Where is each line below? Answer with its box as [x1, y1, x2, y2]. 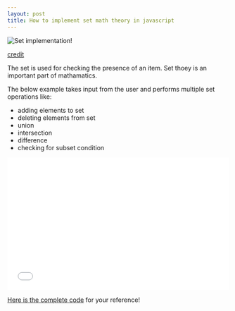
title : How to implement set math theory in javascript [7, 17, 174, 24]
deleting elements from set [17, 114, 96, 122]
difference [17, 135, 48, 145]
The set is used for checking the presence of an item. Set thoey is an [7, 63, 208, 72]
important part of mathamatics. [7, 71, 97, 80]
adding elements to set [17, 106, 84, 114]
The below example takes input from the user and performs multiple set [7, 85, 215, 93]
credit [7, 50, 25, 59]
